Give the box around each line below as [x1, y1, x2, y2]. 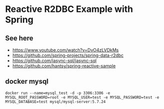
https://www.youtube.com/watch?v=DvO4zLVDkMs [12, 47, 119, 53]
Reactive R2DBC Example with [5, 3, 133, 15]
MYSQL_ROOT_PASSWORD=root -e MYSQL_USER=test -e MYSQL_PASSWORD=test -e [5, 95, 160, 100]
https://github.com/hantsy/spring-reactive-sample [12, 63, 116, 69]
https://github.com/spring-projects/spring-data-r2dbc [12, 52, 124, 58]
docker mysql [5, 77, 49, 86]
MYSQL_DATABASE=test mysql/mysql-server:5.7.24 [5, 99, 106, 104]
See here [5, 34, 33, 42]
